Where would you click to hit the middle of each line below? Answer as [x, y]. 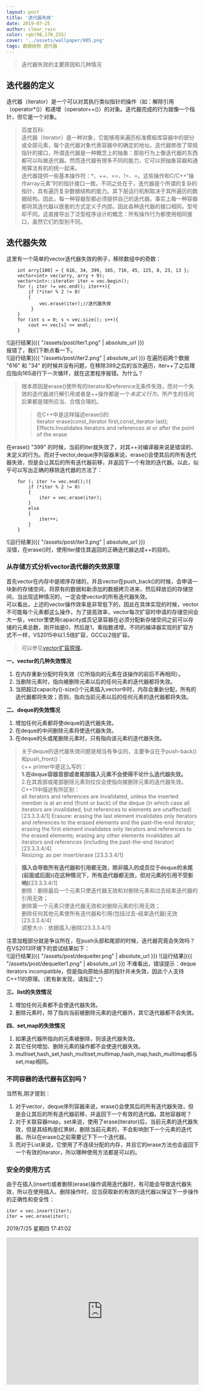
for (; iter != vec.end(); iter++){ [64, 286]
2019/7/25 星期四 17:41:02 [39, 1229]
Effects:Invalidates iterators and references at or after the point [115, 428]
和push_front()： [42, 759]
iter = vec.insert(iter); [39, 1211]
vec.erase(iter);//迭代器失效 [75, 304]
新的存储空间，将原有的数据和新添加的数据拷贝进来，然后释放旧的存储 [99, 589]
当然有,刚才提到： [29, 1093]
